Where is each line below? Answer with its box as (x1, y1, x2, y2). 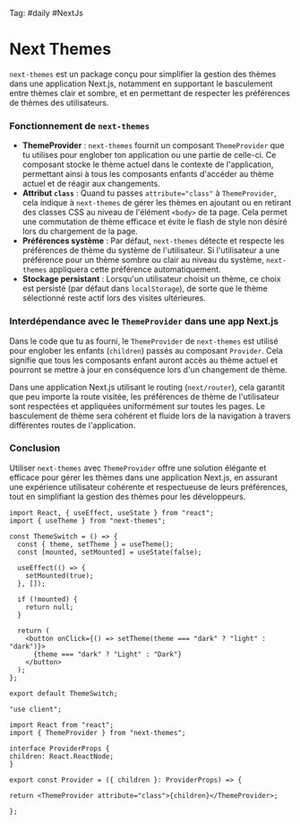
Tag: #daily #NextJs (9, 8, 83, 18)
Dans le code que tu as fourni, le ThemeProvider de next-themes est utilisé (9, 336, 279, 346)
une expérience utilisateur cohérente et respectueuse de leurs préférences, (9, 481, 288, 492)
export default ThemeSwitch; (9, 688, 118, 698)
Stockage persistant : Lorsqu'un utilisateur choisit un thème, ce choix (21, 274, 281, 285)
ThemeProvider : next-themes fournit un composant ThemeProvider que (21, 140, 285, 151)
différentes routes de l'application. (9, 419, 136, 430)
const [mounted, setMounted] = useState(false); (17, 548, 202, 557)
